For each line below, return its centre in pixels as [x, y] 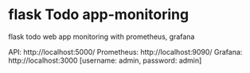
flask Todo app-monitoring [99, 15]
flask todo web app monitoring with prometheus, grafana [102, 36]
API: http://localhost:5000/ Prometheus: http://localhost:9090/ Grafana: [125, 52]
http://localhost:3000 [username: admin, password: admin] [105, 60]
